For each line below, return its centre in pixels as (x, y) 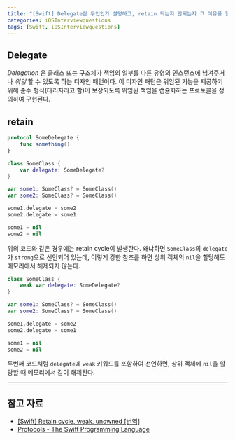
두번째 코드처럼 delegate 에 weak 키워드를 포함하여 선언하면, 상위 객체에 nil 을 (113, 364)
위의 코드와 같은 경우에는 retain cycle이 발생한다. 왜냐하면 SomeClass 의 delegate (117, 248)
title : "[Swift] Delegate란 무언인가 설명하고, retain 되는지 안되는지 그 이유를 (115, 14)
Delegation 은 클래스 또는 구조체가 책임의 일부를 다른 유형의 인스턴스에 (104, 73)
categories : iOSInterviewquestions (59, 20)
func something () (45, 144)
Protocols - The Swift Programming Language (84, 429)
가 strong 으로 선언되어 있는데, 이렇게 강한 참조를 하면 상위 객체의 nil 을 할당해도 (116, 257)
